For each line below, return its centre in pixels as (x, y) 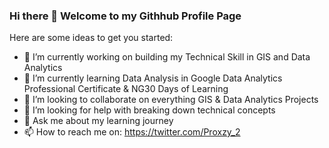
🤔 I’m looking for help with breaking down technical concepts (149, 110)
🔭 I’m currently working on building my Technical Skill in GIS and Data (167, 57)
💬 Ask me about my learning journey (98, 121)
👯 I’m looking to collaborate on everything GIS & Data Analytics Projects (171, 100)
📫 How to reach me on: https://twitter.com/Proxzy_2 (132, 132)
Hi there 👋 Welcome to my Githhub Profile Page (125, 16)
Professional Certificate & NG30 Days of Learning (126, 89)
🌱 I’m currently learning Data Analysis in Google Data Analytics (153, 78)
